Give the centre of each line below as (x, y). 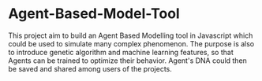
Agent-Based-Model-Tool (94, 14)
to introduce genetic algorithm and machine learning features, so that (121, 52)
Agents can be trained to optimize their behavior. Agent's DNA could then (127, 61)
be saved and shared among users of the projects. (90, 68)
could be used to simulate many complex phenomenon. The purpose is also (131, 43)
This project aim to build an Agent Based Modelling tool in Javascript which (131, 35)
